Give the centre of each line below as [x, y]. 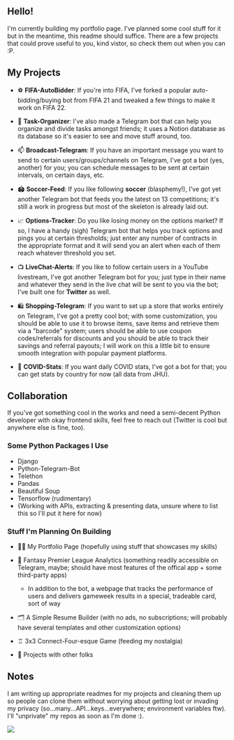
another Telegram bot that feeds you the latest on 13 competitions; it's [118, 199]
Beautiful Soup [39, 491]
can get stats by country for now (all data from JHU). [93, 374]
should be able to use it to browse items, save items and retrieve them [118, 323]
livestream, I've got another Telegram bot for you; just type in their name [122, 277]
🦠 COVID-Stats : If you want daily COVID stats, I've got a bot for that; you [122, 366]
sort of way [44, 603]
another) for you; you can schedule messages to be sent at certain [113, 167]
